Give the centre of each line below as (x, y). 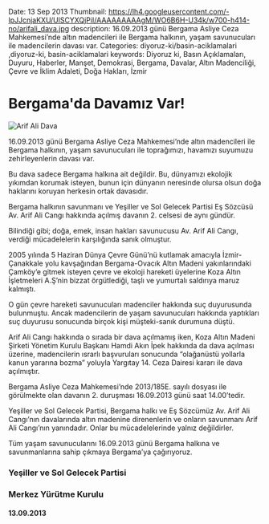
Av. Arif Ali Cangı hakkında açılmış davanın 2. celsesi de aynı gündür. (122, 215)
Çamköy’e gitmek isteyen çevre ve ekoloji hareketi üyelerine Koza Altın (124, 271)
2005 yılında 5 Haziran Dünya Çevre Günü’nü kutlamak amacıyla (114, 254)
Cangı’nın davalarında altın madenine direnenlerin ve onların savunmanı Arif (133, 419)
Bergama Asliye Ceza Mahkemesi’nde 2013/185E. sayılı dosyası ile (118, 386)
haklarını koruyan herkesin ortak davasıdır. (78, 191)
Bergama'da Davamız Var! (97, 104)
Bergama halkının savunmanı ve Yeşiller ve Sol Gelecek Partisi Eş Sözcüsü (131, 206)
